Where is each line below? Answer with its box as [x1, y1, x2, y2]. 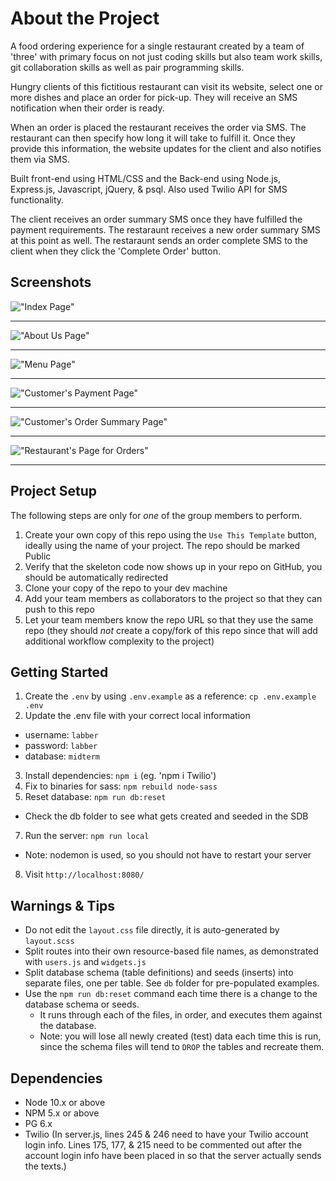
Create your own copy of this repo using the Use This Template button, [24, 528, 317, 541]
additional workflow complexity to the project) [24, 635, 215, 647]
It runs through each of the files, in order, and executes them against [39, 1009, 323, 1021]
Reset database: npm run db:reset [24, 791, 167, 803]
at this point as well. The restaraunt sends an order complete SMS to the [10, 234, 308, 246]
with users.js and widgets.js [24, 956, 147, 968]
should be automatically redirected [24, 571, 168, 583]
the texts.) [24, 1160, 67, 1172]
